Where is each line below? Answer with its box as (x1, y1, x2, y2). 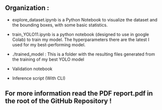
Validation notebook (12, 66, 53, 72)
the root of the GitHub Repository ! (5, 97, 112, 105)
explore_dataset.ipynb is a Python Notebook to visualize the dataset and (12, 17, 158, 22)
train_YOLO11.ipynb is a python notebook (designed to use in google (12, 31, 149, 37)
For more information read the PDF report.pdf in (5, 90, 153, 98)
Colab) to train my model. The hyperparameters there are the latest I (12, 37, 150, 42)
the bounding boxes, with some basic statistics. (12, 22, 108, 28)
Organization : (5, 4, 49, 12)
